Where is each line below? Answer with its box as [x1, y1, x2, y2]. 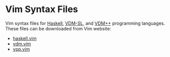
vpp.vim [12, 46, 30, 52]
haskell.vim [12, 35, 37, 41]
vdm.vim [12, 40, 31, 46]
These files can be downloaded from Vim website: [5, 25, 112, 31]
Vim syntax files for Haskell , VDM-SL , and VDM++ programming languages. [5, 20, 165, 26]
